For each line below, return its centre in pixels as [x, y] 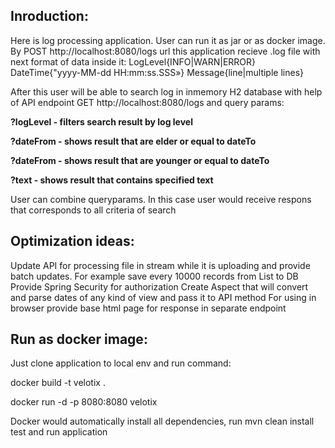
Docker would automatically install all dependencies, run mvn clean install [162, 421]
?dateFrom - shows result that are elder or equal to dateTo [133, 141]
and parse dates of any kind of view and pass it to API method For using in [163, 297]
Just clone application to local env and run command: [121, 363]
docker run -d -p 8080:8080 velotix [84, 402]
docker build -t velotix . [58, 383]
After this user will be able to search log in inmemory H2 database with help [166, 91]
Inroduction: [49, 16]
